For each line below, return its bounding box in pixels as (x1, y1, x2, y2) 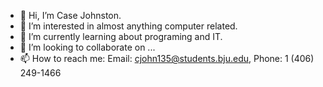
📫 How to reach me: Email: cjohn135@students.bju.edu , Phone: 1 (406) (19, 53, 315, 64)
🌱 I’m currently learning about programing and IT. (19, 31, 223, 42)
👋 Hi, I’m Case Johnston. (19, 10, 122, 21)
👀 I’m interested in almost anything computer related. (19, 20, 238, 32)
